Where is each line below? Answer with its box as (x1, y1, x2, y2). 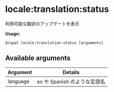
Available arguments (5, 54, 71, 62)
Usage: (5, 30, 21, 36)
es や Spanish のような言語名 (37, 78, 106, 85)
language (7, 77, 30, 84)
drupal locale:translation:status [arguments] (5, 40, 104, 45)
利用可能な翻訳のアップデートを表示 (5, 20, 80, 26)
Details (62, 68, 80, 75)
